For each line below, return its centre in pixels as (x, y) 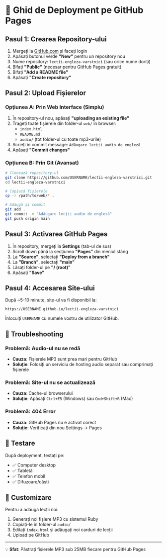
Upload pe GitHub (31, 535)
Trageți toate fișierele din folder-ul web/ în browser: (64, 123)
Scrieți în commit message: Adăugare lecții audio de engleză (76, 144)
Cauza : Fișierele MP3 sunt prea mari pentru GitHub (65, 359)
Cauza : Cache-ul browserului (42, 393)
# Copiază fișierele (27, 191)
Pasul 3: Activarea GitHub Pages (56, 234)
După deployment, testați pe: (35, 455)
